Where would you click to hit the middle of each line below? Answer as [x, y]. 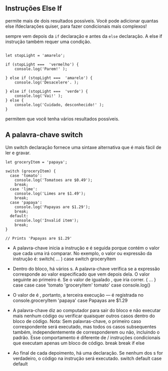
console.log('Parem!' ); [41, 69]
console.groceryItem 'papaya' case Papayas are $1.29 [70, 300]
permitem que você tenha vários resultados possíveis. [62, 119]
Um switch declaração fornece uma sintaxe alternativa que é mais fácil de [83, 147]
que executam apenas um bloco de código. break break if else [79, 343]
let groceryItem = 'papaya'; [36, 162]
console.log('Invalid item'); [47, 220]
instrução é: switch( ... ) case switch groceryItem [64, 259]
